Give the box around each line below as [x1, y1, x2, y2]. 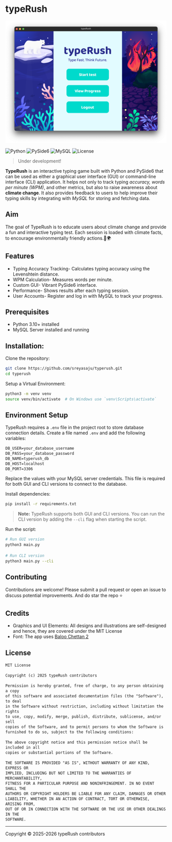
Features [5, 252, 34, 261]
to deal [5, 699, 22, 704]
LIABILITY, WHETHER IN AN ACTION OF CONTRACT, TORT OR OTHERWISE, [5, 796, 150, 802]
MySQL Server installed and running [12, 327, 90, 333]
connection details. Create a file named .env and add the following [5, 430, 145, 436]
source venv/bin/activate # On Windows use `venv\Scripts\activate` [5, 396, 157, 401]
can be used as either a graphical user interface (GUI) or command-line [5, 173, 156, 179]
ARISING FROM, [5, 801, 36, 807]
